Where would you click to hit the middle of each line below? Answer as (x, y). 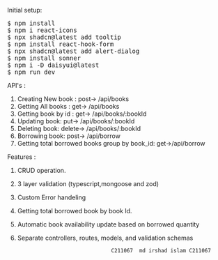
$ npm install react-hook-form (61, 44)
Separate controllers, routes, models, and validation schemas (105, 238)
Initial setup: (25, 10)
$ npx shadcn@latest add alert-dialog (73, 51)
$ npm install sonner (44, 58)
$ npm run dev (31, 72)
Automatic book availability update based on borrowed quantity (108, 224)
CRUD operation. (41, 170)
